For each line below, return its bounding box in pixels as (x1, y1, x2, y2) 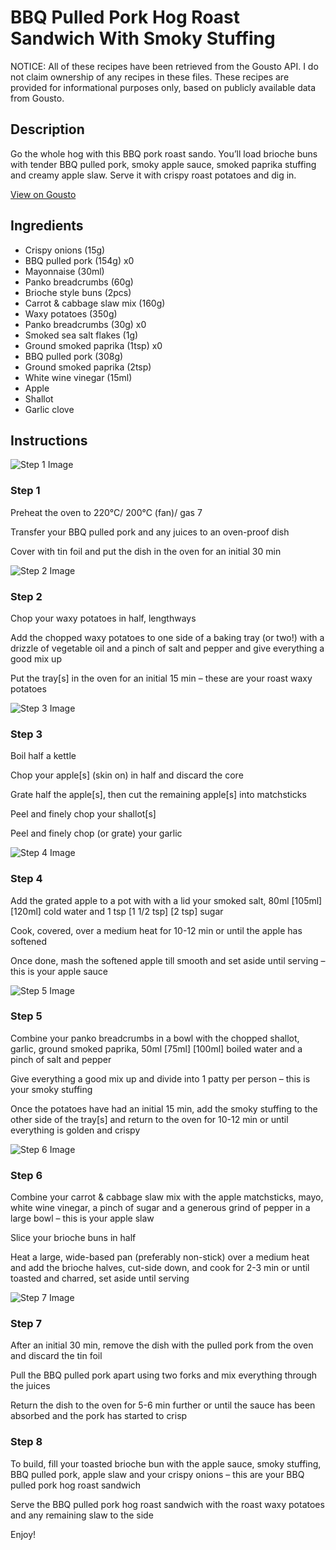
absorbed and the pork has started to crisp (10, 1410, 188, 1422)
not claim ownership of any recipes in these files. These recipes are (10, 71, 290, 83)
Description (10, 121, 85, 138)
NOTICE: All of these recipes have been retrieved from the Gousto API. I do (10, 60, 319, 72)
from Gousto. (10, 92, 65, 104)
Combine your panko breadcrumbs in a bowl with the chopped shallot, (10, 1032, 300, 1044)
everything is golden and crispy (10, 1124, 141, 1136)
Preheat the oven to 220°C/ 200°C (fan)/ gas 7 (10, 506, 203, 518)
